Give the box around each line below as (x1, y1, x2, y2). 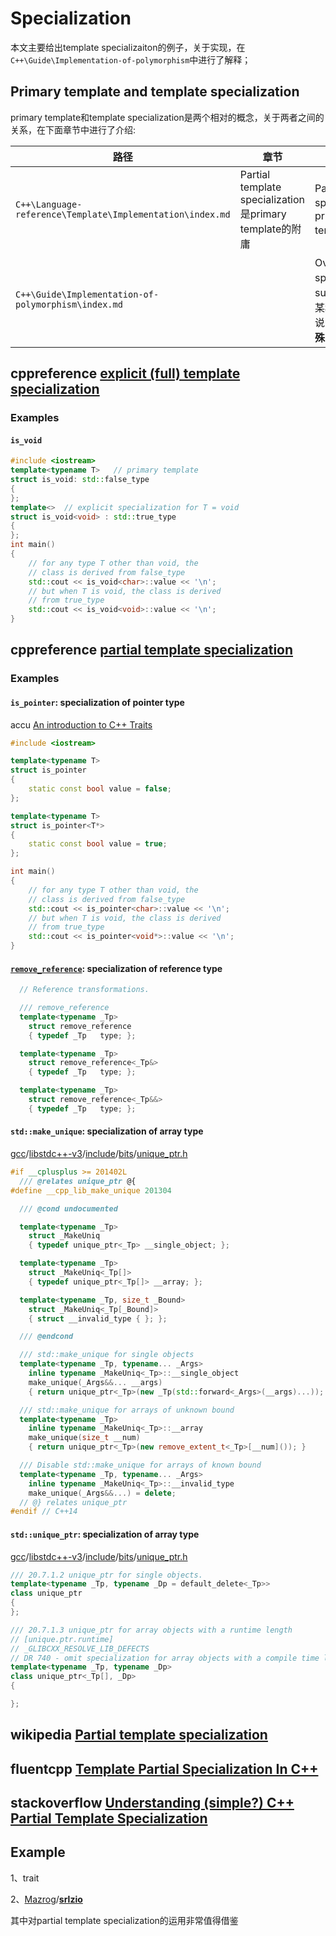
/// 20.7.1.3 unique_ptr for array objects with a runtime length (10, 1625, 293, 1635)
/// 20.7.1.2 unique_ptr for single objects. (10, 1570, 203, 1580)
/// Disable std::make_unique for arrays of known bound (19, 1460, 262, 1471)
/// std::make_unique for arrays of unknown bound (19, 1405, 235, 1415)
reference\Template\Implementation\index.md (15, 208, 231, 220)
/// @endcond (19, 1332, 74, 1342)
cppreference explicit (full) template (10, 365, 241, 382)
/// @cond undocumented (19, 1203, 118, 1214)
